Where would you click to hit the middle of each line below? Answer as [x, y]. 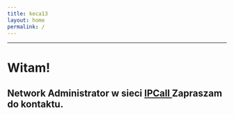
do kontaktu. [36, 104]
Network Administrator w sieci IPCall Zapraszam [115, 93]
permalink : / [26, 26]
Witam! [29, 68]
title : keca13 [28, 14]
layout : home [26, 20]
